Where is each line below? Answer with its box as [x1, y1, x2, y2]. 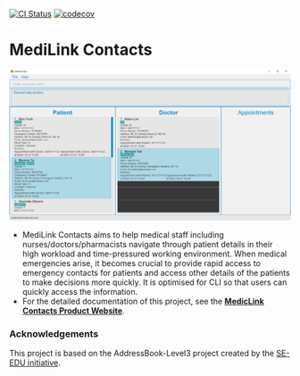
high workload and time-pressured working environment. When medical [21, 248, 287, 259]
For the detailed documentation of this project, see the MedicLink [21, 296, 265, 307]
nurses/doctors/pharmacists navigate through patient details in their [21, 239, 273, 250]
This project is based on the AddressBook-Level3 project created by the [9, 348, 275, 359]
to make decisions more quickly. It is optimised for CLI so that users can [21, 277, 287, 288]
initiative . [27, 357, 61, 368]
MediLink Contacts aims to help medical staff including [21, 230, 225, 240]
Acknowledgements [9, 328, 99, 340]
